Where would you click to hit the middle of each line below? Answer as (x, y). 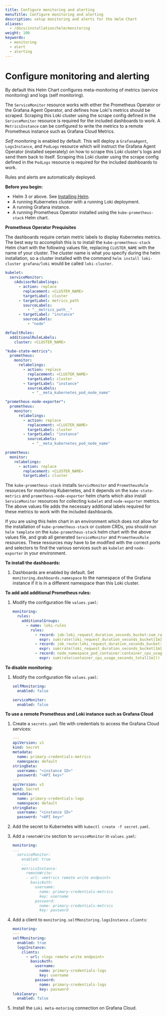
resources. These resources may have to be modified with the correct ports (83, 543)
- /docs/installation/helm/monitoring (50, 28)
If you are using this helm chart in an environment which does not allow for (82, 521)
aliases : (14, 24)
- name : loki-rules (46, 625)
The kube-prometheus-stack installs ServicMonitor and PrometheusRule (77, 485)
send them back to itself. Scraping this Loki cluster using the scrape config (82, 157)
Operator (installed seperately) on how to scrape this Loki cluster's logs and (83, 152)
